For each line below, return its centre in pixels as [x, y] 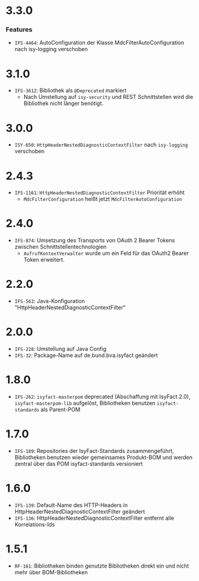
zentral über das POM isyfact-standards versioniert [79, 464]
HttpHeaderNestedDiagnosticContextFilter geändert [79, 511]
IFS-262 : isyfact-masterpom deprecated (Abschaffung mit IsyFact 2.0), [102, 397]
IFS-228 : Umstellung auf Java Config [60, 349]
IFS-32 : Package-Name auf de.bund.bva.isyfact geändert [86, 355]
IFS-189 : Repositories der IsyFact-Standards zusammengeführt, [94, 450]
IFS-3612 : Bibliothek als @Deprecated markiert [70, 90]
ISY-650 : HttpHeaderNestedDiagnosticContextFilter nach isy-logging [101, 145]
